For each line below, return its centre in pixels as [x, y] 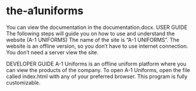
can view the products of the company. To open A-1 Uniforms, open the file [98, 70]
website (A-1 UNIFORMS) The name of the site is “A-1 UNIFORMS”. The [93, 40]
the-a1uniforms [45, 11]
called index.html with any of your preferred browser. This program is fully [97, 76]
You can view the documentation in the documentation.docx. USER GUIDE [97, 27]
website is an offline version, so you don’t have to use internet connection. [97, 46]
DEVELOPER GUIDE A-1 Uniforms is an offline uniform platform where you [96, 64]
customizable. [23, 82]
